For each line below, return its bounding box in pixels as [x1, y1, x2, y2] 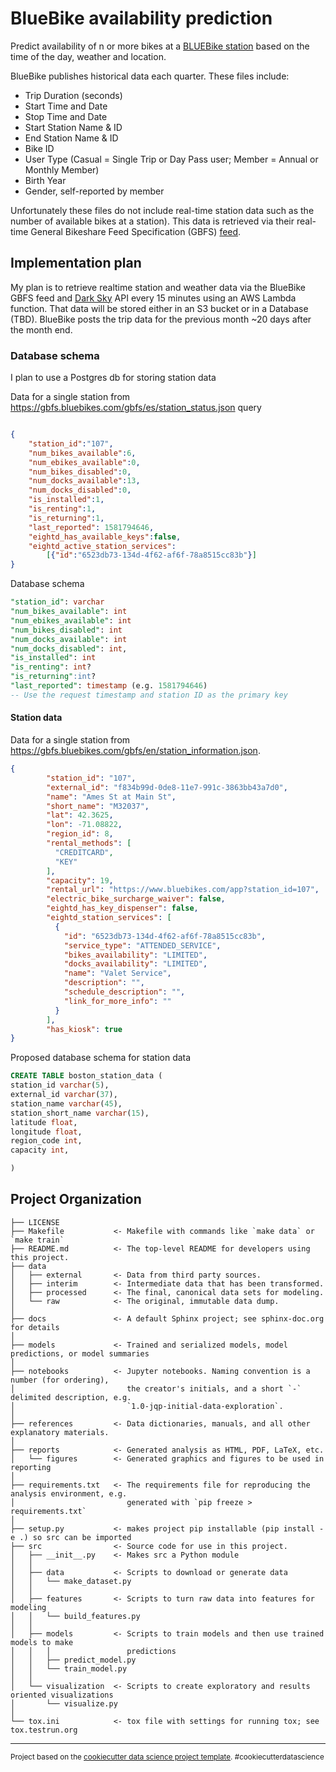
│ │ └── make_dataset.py [10, 1576, 132, 1586]
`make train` [10, 1235, 65, 1245]
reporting [10, 1462, 52, 1472]
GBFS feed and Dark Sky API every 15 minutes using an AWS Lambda [10, 292, 297, 304]
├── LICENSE [10, 1217, 60, 1227]
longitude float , [10, 1127, 83, 1137]
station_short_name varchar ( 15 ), [10, 1108, 150, 1118]
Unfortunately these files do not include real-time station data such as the [10, 204, 315, 216]
